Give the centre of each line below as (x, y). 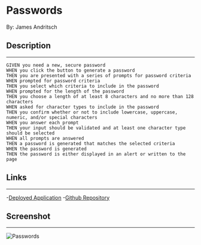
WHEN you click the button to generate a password (71, 70)
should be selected (31, 133)
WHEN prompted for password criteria (53, 81)
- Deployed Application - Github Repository (58, 197)
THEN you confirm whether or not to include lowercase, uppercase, (92, 112)
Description (28, 46)
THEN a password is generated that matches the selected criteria (91, 143)
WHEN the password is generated (46, 149)
